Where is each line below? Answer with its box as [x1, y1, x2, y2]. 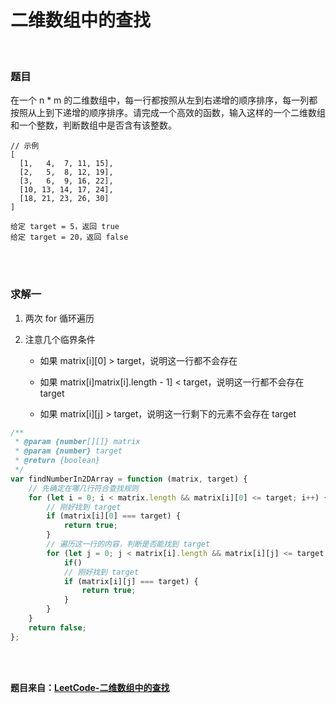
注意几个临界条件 [24, 333, 96, 345]
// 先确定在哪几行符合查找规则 [28, 483, 139, 493]
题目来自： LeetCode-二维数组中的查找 [10, 681, 170, 693]
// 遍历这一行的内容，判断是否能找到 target [46, 539, 211, 550]
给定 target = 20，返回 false [10, 232, 129, 243]
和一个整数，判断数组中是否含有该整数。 [10, 119, 177, 131]
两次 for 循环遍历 [24, 312, 95, 324]
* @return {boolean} [14, 456, 101, 466]
